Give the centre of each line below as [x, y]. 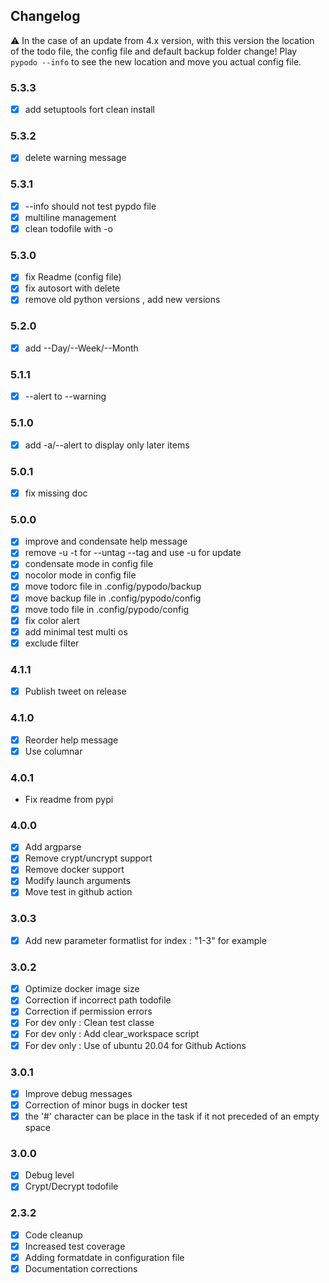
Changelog [45, 16]
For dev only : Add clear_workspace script [112, 1034]
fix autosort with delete [72, 288]
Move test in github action [78, 892]
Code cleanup [53, 1235]
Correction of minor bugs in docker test [106, 1105]
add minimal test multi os [76, 631]
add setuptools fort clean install [89, 110]
